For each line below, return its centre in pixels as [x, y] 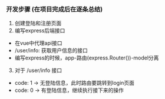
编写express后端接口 [40, 31]
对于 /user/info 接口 [38, 70]
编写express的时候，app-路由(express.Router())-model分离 [87, 58]
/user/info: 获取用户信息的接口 [51, 51]
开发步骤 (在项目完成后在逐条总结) [55, 9]
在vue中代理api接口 [38, 43]
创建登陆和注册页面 [38, 23]
